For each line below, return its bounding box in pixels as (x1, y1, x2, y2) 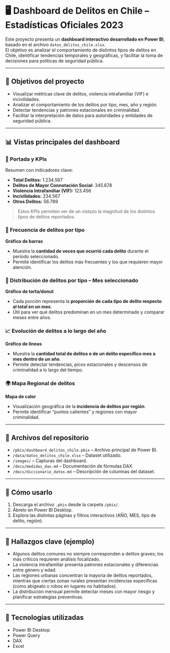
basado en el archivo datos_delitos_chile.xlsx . (5, 41, 106, 47)
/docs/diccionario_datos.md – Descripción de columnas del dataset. (12, 469, 155, 475)
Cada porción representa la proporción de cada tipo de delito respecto (12, 298, 162, 304)
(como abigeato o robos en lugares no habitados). (12, 583, 117, 589)
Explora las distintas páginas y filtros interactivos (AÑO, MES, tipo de (12, 512, 156, 518)
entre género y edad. (12, 567, 57, 573)
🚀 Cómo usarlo (5, 488, 53, 496)
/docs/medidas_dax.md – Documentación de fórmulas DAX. (12, 463, 134, 469)
